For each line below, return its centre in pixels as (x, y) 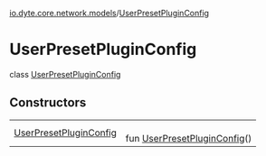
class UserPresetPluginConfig (65, 74)
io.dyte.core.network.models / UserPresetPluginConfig (109, 13)
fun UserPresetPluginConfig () (189, 138)
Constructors (48, 103)
